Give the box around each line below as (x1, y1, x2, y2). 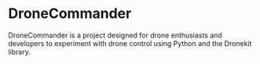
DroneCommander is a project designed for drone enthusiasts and (8, 30, 222, 40)
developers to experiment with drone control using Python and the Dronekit (8, 38, 252, 48)
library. (8, 47, 31, 56)
